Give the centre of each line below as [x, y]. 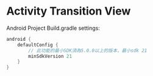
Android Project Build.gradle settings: [53, 28]
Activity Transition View [69, 11]
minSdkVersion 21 [50, 56]
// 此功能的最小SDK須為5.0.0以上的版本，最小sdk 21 [88, 50]
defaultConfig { [38, 45]
